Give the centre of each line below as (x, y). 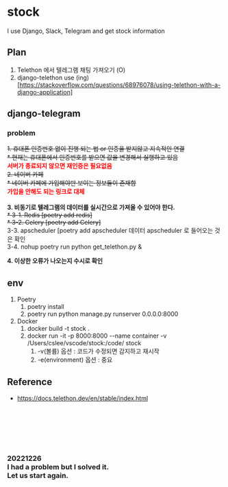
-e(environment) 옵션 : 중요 (75, 360)
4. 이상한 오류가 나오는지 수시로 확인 (55, 261)
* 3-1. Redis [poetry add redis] (50, 215)
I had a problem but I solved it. (58, 466)
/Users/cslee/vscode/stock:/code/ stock (84, 343)
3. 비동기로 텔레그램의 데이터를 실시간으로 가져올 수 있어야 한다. (91, 208)
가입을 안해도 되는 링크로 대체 (46, 192)
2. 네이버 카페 (25, 175)
